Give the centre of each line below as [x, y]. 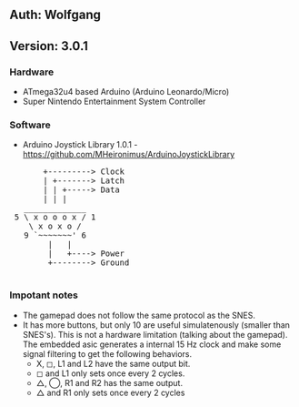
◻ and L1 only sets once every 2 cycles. [110, 373]
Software [30, 125]
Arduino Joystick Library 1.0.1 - [80, 145]
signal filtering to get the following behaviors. [107, 353]
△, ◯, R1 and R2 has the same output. [110, 382]
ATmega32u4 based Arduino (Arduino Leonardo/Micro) [126, 92]
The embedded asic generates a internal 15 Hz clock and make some [152, 344]
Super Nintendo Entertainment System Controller [114, 102]
